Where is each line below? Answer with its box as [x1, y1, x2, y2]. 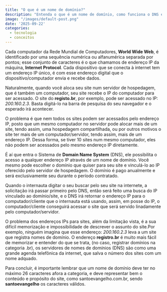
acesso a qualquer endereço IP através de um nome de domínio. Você [5, 157, 149, 163]
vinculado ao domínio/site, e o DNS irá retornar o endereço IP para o [5, 193, 146, 199]
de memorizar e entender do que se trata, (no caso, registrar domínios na [5, 239, 156, 245]
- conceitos [9, 35, 35, 40]
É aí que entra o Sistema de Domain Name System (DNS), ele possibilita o [5, 151, 158, 157]
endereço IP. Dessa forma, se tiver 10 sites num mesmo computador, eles [5, 136, 156, 142]
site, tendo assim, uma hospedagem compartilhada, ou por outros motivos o [5, 126, 162, 132]
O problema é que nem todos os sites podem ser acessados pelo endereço [5, 115, 159, 121]
